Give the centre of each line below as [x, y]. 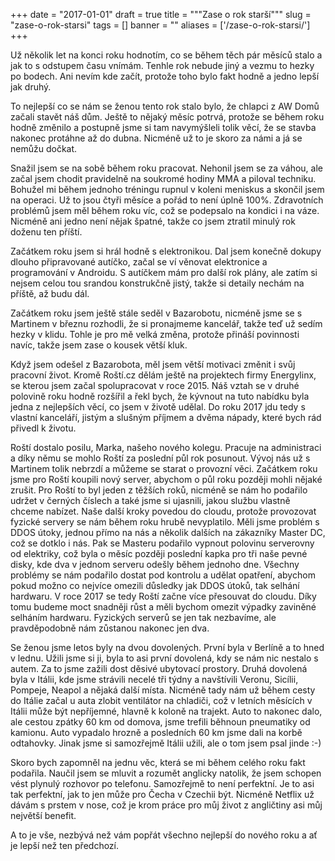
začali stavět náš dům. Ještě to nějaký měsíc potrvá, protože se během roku [167, 117]
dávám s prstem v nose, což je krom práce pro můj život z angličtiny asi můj [166, 805]
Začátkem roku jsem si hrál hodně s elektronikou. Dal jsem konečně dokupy [166, 251]
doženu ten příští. [46, 232]
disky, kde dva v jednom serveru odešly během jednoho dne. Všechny [155, 564]
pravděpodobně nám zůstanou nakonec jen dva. [110, 628]
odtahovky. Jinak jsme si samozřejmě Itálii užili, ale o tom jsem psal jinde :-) [166, 743]
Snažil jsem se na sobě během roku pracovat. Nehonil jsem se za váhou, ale [167, 168]
